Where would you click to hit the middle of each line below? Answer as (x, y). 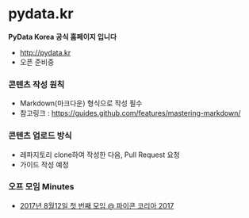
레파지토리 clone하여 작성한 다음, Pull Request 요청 (100, 155)
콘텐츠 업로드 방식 (40, 136)
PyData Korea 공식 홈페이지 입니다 (63, 36)
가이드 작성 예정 (44, 164)
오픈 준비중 (37, 62)
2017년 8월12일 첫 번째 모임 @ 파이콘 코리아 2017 (97, 205)
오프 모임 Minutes (41, 187)
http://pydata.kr (45, 52)
